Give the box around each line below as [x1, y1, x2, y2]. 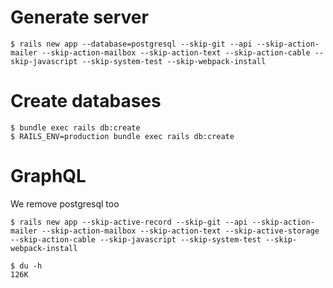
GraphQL [10, 165, 87, 188]
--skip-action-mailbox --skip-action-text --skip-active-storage [41, 226, 320, 236]
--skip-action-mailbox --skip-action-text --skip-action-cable [41, 47, 311, 58]
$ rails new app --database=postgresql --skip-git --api [10, 39, 253, 49]
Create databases [10, 90, 162, 113]
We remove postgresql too [10, 197, 120, 210]
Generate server [10, 6, 149, 29]
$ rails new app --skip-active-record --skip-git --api [10, 217, 248, 227]
